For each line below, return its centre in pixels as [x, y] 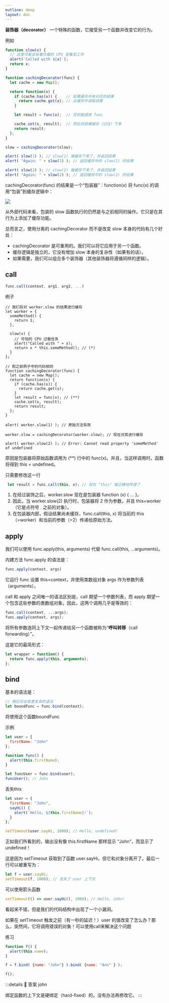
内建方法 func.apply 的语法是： [37, 560]
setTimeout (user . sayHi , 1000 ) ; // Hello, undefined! [62, 831]
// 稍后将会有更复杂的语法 [29, 702]
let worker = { [21, 311]
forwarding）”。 [21, 634]
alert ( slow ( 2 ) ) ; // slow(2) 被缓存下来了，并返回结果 [60, 170]
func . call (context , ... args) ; [37, 613]
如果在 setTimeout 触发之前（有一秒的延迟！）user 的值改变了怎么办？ [78, 920]
